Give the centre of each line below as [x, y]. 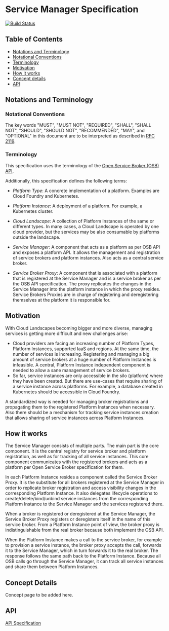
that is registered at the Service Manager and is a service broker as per [87, 278]
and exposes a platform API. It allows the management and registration [86, 252]
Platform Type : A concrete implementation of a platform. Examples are [86, 191]
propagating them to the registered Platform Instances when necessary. [80, 407]
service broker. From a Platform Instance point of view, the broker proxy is [82, 525]
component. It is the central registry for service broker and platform [76, 451]
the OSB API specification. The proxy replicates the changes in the [82, 284]
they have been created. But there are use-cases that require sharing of [88, 381]
